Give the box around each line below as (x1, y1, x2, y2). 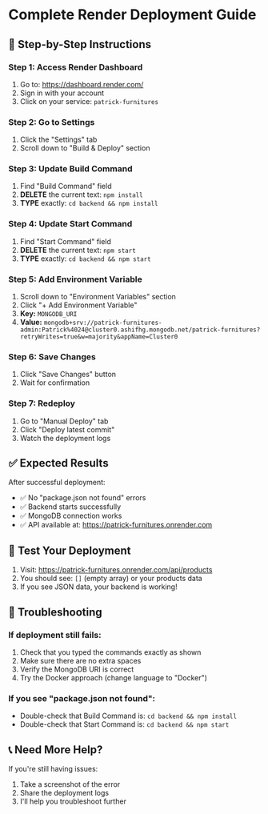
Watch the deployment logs (19, 433, 111, 443)
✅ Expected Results (8, 456, 110, 470)
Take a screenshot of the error (19, 780, 121, 789)
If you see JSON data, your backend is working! (19, 582, 178, 591)
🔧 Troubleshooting (8, 605, 102, 619)
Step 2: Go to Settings (8, 116, 95, 127)
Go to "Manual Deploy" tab (19, 416, 109, 426)
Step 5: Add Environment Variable (8, 274, 142, 285)
